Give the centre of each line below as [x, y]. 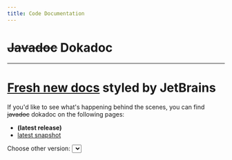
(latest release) [39, 128]
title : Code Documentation [46, 13]
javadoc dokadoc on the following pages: [66, 114]
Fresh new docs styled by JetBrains [112, 88]
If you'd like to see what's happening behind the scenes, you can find [106, 107]
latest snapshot [39, 134]
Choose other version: [39, 148]
